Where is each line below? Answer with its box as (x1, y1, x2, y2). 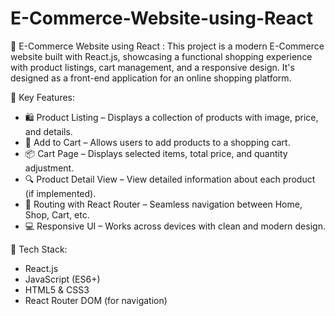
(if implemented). (24, 187, 97, 199)
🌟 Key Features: (10, 91, 76, 103)
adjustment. (24, 162, 75, 174)
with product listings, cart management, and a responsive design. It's (10, 61, 295, 73)
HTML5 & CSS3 (24, 283, 90, 296)
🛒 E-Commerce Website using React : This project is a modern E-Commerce (10, 40, 325, 52)
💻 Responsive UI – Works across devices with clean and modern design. (24, 220, 326, 232)
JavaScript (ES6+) (24, 273, 101, 285)
